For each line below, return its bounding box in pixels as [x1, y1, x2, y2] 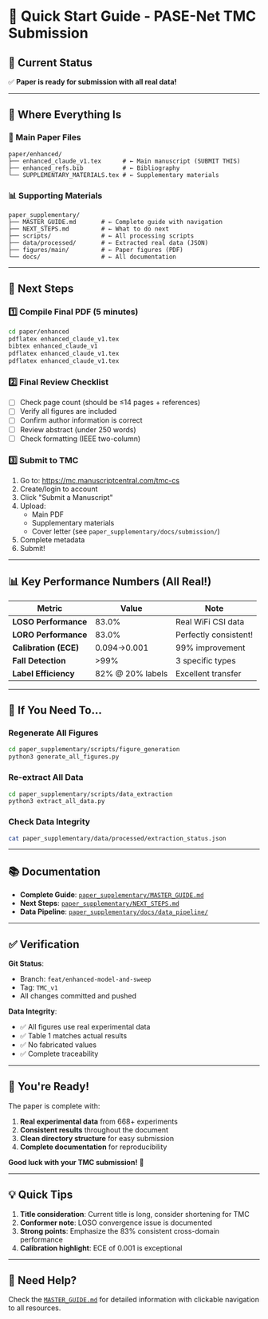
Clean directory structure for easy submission [19, 1133, 174, 1143]
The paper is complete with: [8, 1100, 100, 1111]
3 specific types [175, 655, 237, 666]
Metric [37, 602, 63, 613]
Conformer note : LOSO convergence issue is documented [19, 1218, 213, 1227]
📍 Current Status [8, 56, 93, 69]
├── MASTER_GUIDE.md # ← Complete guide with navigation [8, 218, 223, 226]
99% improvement [175, 642, 246, 653]
